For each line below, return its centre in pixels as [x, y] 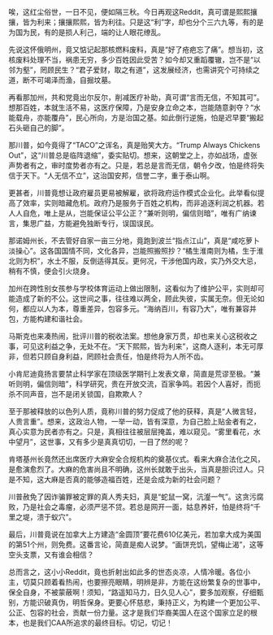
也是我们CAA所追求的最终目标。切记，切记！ [97, 623]
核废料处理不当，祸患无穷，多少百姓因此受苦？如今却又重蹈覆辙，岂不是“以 [135, 60]
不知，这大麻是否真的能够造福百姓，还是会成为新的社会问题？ [118, 479]
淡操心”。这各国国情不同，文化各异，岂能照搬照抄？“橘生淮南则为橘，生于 [133, 251]
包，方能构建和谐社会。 [48, 319]
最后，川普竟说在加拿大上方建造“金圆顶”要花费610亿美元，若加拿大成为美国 [135, 534]
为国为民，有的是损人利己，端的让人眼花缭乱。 [87, 32]
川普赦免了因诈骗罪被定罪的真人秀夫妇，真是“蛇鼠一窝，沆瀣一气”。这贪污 [133, 497]
